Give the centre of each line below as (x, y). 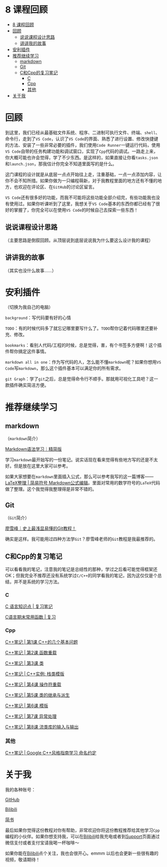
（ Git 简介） (17, 518)
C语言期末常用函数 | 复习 (31, 617)
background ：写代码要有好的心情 (38, 318)
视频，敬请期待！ (23, 860)
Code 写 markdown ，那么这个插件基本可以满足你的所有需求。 (64, 368)
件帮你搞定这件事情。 (27, 352)
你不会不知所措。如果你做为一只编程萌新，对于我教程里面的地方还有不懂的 (81, 180)
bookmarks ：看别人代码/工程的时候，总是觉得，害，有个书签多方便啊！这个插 (83, 345)
